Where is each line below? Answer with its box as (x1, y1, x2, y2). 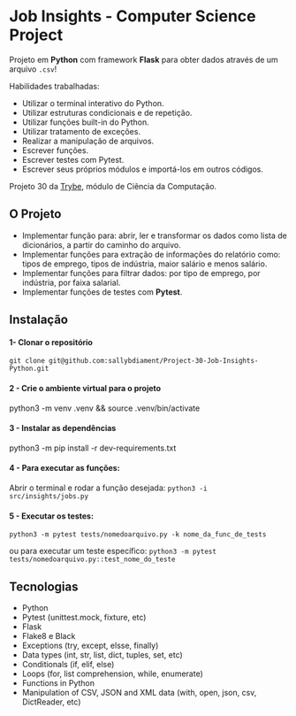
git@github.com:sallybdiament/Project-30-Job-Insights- (48, 357, 259, 366)
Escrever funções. (21, 144, 89, 156)
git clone (9, 357, 46, 366)
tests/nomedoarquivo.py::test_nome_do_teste (9, 555, 176, 564)
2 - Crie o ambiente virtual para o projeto (9, 382, 162, 393)
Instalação (9, 312, 69, 327)
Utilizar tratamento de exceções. (21, 126, 141, 136)
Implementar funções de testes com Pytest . (21, 286, 183, 297)
